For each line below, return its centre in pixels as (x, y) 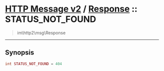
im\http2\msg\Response (41, 33)
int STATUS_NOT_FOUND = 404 (34, 64)
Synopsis (20, 53)
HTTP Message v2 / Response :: (71, 9)
